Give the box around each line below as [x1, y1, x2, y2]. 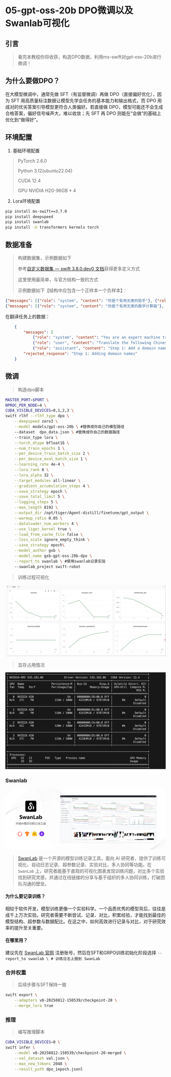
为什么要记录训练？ [5, 893, 46, 899]
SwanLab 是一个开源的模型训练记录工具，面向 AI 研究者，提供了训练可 [17, 855, 166, 861]
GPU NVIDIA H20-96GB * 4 [17, 187, 76, 193]
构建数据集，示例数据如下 [17, 255, 72, 261]
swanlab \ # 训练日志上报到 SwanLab [27, 956, 100, 961]
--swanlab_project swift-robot [14, 564, 81, 569]
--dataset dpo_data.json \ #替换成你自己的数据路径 [14, 429, 120, 434]
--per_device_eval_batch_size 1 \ [14, 456, 88, 462]
